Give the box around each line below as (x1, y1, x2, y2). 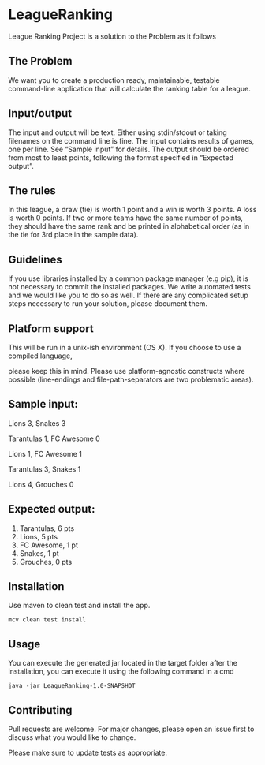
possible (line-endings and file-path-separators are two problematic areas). (8, 375, 254, 384)
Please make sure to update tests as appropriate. (8, 748, 168, 758)
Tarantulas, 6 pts (19, 523, 75, 533)
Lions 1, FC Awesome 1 (8, 449, 83, 458)
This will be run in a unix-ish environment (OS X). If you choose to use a (8, 343, 241, 352)
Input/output (8, 106, 73, 120)
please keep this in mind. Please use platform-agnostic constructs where (8, 367, 246, 375)
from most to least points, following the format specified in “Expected (8, 152, 234, 162)
